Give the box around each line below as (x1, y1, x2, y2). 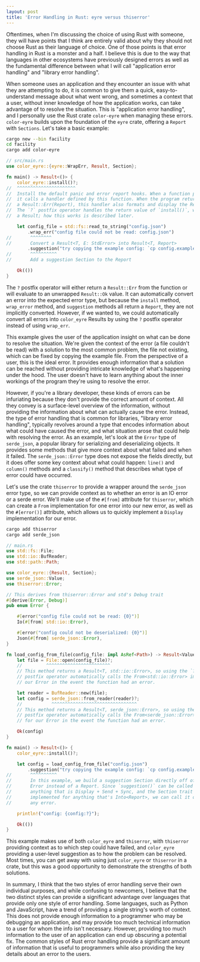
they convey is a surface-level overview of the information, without (6, 401, 171, 409)
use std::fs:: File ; (6, 548, 55, 554)
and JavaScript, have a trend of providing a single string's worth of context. (6, 906, 192, 913)
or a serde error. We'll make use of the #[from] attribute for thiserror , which (6, 496, 194, 503)
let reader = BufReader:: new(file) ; (17, 690, 108, 696)
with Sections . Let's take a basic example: (6, 124, 109, 132)
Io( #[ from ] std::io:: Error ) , (17, 619, 89, 625)
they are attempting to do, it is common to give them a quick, (6, 86, 155, 94)
